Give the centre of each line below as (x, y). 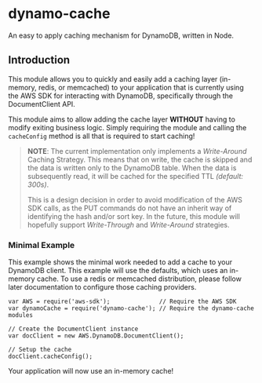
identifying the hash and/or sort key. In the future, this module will (134, 216)
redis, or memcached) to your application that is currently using (141, 87)
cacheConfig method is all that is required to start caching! (102, 136)
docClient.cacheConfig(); (50, 357)
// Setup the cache (40, 350)
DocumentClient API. (42, 104)
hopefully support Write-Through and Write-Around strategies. (128, 224)
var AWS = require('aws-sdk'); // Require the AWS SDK (122, 302)
